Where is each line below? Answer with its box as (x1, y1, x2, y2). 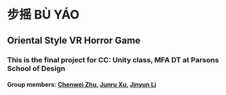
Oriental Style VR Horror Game (7, 34, 141, 46)
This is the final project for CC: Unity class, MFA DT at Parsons (7, 55, 219, 64)
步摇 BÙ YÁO (7, 7, 80, 23)
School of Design (7, 64, 65, 73)
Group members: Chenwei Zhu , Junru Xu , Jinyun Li (7, 81, 157, 89)
